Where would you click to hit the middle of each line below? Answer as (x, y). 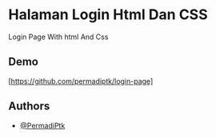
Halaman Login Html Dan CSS (108, 15)
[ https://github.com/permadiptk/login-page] (81, 81)
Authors (29, 106)
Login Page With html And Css (58, 37)
